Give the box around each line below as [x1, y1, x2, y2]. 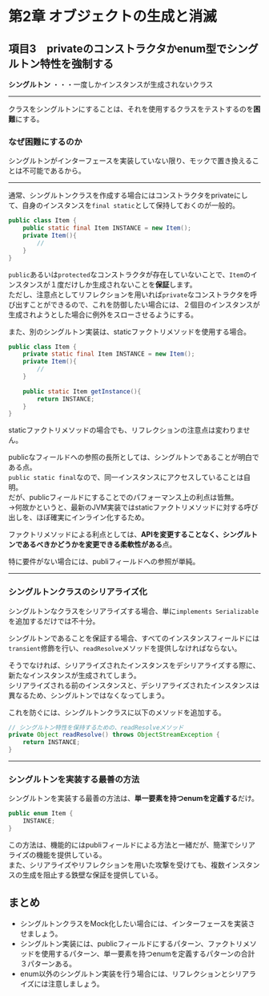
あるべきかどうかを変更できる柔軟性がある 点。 [22, 539, 177, 550]
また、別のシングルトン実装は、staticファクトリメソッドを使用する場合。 [8, 327, 251, 336]
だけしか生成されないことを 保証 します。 [63, 279, 198, 289]
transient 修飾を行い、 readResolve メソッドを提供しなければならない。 [8, 643, 242, 652]
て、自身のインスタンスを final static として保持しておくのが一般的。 [8, 201, 240, 210]
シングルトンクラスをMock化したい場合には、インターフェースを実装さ [19, 918, 255, 928]
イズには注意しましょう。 [19, 978, 104, 988]
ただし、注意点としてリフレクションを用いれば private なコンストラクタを [8, 290, 251, 299]
